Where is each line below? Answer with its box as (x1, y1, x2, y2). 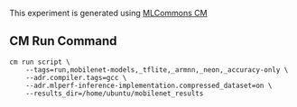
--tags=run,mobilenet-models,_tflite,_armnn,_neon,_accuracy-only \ (25, 65, 289, 75)
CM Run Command (9, 33, 117, 49)
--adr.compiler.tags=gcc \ (25, 73, 127, 82)
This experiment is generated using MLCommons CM (9, 8, 208, 18)
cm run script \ (9, 58, 70, 67)
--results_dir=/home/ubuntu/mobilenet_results (25, 89, 204, 98)
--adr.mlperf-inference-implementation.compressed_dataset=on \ (25, 81, 273, 90)
